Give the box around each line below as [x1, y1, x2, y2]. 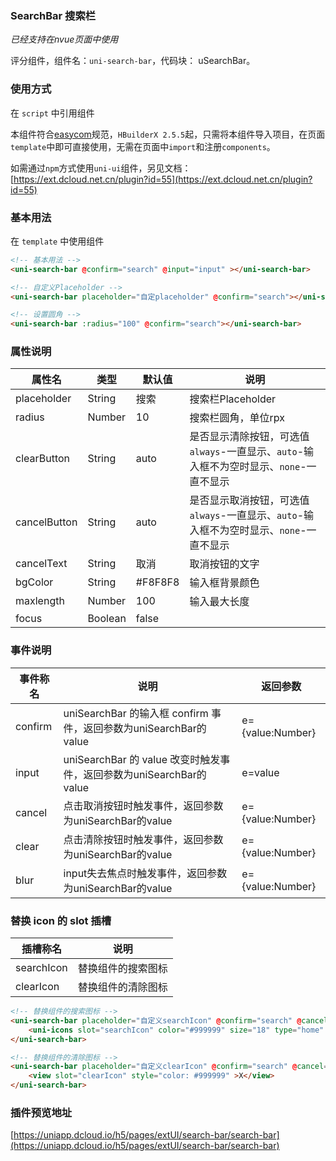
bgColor [15, 575, 54, 589]
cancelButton [15, 515, 78, 529]
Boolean [87, 612, 127, 626]
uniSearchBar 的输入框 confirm [63, 706, 209, 720]
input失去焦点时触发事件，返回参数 [63, 866, 228, 880]
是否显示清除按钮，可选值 [189, 430, 310, 444]
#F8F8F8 [135, 575, 180, 589]
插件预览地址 [10, 1105, 73, 1119]
